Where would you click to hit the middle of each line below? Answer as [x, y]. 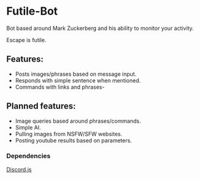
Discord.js [19, 169]
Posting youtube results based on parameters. [73, 140]
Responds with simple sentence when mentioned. [78, 80]
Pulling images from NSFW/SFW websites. [69, 134]
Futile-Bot [32, 11]
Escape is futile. [27, 40]
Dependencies [28, 156]
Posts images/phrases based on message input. [76, 74]
